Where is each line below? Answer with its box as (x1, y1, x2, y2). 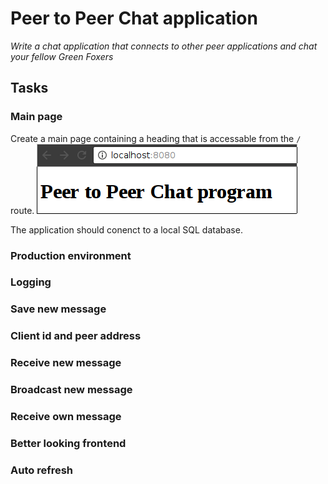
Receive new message (10, 356, 122, 370)
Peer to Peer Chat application (10, 7, 258, 30)
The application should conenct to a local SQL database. (10, 223, 243, 236)
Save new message (10, 302, 107, 316)
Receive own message (10, 410, 122, 424)
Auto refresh (10, 463, 74, 477)
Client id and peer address (10, 329, 142, 343)
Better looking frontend (10, 437, 127, 450)
